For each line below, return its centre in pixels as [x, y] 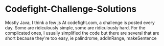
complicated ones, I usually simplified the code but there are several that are [82, 33]
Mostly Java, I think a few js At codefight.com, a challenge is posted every [80, 23]
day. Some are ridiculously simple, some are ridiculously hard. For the [75, 27]
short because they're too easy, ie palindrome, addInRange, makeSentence [81, 38]
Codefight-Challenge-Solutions [71, 9]
